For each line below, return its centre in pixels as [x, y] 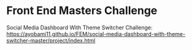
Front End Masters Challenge [82, 11]
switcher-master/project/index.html [51, 40]
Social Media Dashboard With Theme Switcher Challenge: [79, 27]
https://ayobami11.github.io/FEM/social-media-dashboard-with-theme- [96, 34]
